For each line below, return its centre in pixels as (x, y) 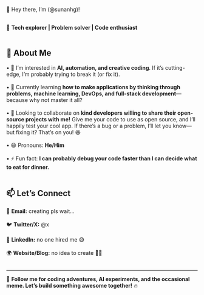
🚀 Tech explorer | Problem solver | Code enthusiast (72, 28)
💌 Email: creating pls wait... (40, 211)
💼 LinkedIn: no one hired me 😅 (46, 239)
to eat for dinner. (28, 167)
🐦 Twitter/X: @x (28, 224)
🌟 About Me (29, 53)
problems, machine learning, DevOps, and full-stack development (91, 93)
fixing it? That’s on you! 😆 (48, 132)
